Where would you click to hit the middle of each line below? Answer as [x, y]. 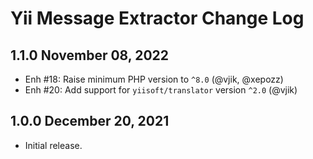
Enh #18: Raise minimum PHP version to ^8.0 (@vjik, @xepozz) [154, 79]
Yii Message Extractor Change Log [157, 18]
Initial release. [53, 145]
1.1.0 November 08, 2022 [89, 55]
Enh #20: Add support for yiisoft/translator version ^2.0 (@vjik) [161, 90]
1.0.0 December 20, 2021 [90, 121]
